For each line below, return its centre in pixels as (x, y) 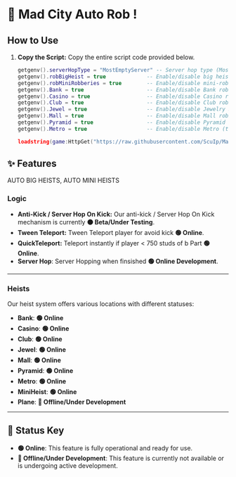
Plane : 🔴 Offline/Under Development (72, 402)
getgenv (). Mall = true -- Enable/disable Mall (117, 116)
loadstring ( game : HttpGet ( (55, 141)
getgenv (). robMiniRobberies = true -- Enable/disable (109, 83)
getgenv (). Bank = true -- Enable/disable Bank (117, 90)
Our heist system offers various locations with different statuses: (101, 304)
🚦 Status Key (36, 431)
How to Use (33, 40)
